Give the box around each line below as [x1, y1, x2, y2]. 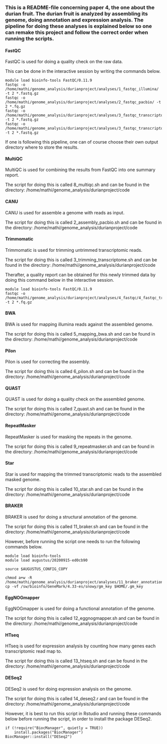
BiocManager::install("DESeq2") [5, 734, 72, 739]
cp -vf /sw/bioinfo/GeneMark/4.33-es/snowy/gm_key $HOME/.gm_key [5, 584, 143, 589]
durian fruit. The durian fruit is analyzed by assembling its [5, 10, 148, 17]
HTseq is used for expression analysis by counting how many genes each [5, 643, 156, 649]
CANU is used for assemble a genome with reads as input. [5, 209, 125, 215]
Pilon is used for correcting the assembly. [5, 359, 90, 365]
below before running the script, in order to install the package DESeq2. [5, 716, 152, 722]
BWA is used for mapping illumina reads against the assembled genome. [5, 321, 154, 327]
